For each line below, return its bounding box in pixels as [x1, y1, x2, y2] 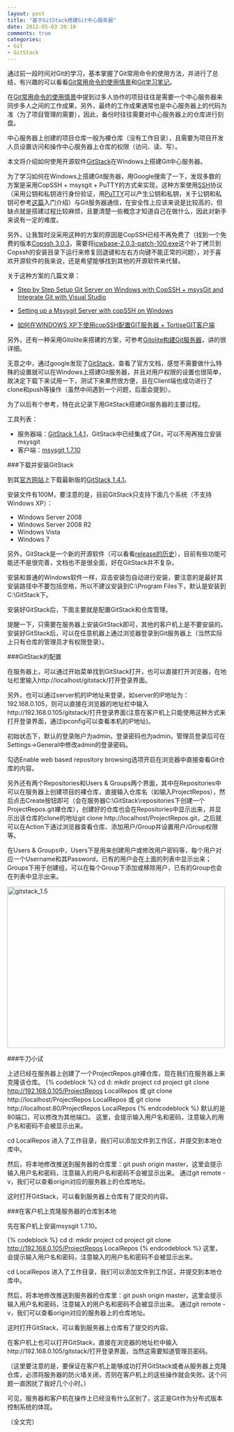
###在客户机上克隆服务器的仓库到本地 [7, 1207, 117, 1215]
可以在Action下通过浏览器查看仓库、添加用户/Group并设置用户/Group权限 [7, 822, 218, 831]
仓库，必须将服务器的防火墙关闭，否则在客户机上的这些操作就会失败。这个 [7, 1370, 221, 1378]
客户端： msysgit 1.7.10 [17, 446, 81, 454]
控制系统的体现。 [7, 1403, 56, 1411]
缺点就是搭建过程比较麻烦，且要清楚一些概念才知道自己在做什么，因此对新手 [7, 206, 227, 215]
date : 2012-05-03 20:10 [7, 23, 77, 30]
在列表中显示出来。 [7, 872, 63, 880]
